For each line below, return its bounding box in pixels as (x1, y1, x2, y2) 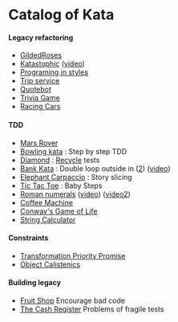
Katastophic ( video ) (19, 59, 86, 69)
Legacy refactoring (8, 32, 74, 42)
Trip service (19, 76, 60, 86)
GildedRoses (19, 51, 63, 60)
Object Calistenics (19, 259, 81, 269)
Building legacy (8, 278, 62, 287)
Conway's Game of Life (19, 206, 98, 216)
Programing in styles (19, 67, 89, 77)
